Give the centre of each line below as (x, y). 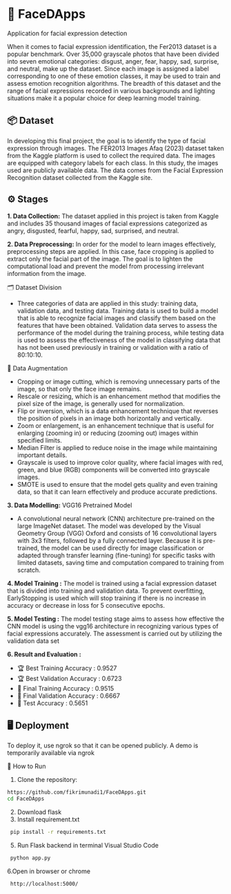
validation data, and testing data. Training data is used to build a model (118, 310)
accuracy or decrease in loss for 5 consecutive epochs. (86, 605)
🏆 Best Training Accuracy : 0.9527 (67, 668)
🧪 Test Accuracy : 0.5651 (52, 703)
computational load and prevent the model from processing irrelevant (106, 266)
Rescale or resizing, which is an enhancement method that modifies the (119, 396)
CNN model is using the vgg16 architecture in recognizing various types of (113, 626)
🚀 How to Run (27, 766)
